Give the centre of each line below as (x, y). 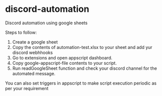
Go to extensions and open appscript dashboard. (62, 57)
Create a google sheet (35, 42)
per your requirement (27, 88)
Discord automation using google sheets (46, 23)
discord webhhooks (32, 52)
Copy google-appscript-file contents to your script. (64, 63)
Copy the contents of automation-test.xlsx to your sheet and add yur (82, 47)
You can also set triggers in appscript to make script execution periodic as (81, 83)
